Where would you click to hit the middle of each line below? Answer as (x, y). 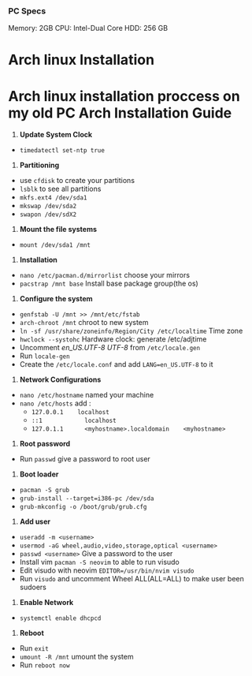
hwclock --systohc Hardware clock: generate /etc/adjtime (113, 339)
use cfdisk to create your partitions (77, 181)
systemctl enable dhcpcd (60, 618)
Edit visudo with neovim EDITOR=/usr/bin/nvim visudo (107, 570)
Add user (35, 521)
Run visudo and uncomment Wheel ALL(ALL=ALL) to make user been (132, 579)
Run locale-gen (44, 356)
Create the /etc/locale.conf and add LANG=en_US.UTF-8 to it (117, 364)
